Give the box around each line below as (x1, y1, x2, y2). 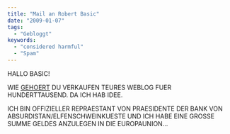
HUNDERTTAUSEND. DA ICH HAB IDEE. (7, 90, 123, 99)
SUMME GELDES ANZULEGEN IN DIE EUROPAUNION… (7, 119, 168, 128)
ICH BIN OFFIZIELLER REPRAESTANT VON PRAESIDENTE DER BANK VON (7, 104, 223, 113)
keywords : (7, 37, 37, 44)
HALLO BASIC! (7, 69, 50, 78)
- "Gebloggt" (13, 30, 52, 38)
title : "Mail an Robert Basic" (7, 10, 100, 18)
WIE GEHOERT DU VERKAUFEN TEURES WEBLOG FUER (7, 83, 172, 91)
